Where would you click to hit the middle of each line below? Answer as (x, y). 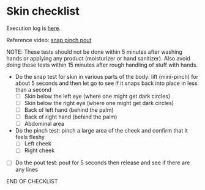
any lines (27, 170)
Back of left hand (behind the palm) (69, 110)
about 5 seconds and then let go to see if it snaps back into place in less (106, 83)
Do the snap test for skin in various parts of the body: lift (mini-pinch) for (107, 76)
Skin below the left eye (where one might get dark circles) (97, 96)
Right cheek (39, 150)
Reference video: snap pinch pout (49, 40)
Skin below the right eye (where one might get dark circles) (99, 103)
